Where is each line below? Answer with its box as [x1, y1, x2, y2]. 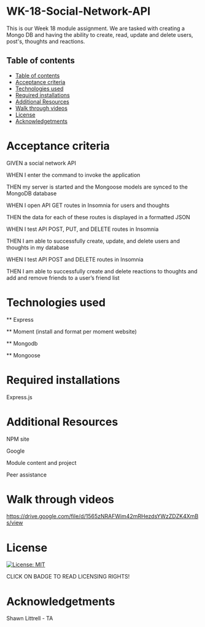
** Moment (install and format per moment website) [6, 327, 137, 335]
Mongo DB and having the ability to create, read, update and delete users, [6, 31, 193, 38]
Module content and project [6, 459, 77, 466]
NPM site [6, 435, 29, 443]
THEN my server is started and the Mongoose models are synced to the [6, 183, 188, 190]
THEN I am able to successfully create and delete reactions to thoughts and [6, 267, 198, 275]
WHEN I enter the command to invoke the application [6, 171, 141, 179]
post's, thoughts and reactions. [6, 37, 85, 45]
